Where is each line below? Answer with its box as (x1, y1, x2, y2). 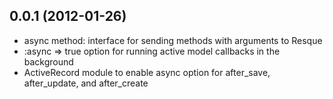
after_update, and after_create (23, 77, 149, 89)
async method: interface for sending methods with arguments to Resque (23, 34, 323, 46)
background (23, 55, 74, 68)
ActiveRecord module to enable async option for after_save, (23, 66, 271, 78)
